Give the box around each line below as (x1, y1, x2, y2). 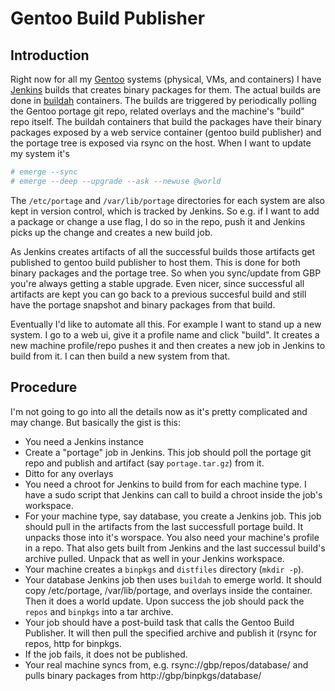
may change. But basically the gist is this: (10, 416, 182, 428)
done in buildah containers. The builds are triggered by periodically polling (10, 95, 317, 106)
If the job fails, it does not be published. (24, 648, 188, 660)
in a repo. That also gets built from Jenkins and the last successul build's (24, 542, 326, 554)
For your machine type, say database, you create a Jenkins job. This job (24, 510, 322, 522)
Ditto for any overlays (24, 467, 114, 479)
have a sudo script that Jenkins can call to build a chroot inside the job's (24, 488, 323, 501)
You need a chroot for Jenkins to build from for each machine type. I (24, 478, 307, 490)
